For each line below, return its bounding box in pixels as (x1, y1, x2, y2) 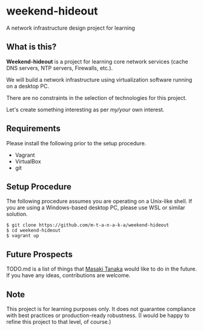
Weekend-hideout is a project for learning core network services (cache (6, 57, 188, 65)
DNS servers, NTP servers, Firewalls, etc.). (6, 64, 113, 71)
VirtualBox (15, 157, 41, 165)
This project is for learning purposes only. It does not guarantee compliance (6, 306, 196, 312)
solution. (6, 211, 28, 218)
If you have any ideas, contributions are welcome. (6, 272, 131, 279)
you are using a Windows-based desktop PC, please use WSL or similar (6, 204, 185, 211)
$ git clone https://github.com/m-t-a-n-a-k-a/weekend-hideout (6, 222, 170, 228)
